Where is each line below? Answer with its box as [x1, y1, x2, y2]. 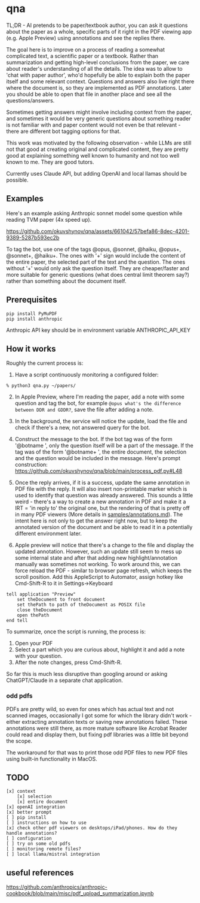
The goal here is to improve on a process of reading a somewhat [6, 46, 165, 53]
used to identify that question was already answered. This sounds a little [14, 492, 193, 499]
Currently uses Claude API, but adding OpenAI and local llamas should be [6, 170, 187, 177]
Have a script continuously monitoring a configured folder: [14, 371, 159, 379]
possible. [6, 176, 29, 183]
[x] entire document [17, 799, 68, 805]
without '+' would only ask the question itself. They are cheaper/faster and [6, 264, 189, 271]
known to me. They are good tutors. [6, 158, 94, 165]
